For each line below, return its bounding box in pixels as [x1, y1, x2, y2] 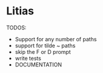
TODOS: [6, 24, 27, 31]
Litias [6, 4, 34, 18]
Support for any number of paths [14, 35, 97, 42]
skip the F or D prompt [14, 48, 71, 55]
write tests [14, 54, 42, 62]
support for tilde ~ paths [14, 42, 76, 49]
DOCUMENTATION [14, 61, 62, 68]
